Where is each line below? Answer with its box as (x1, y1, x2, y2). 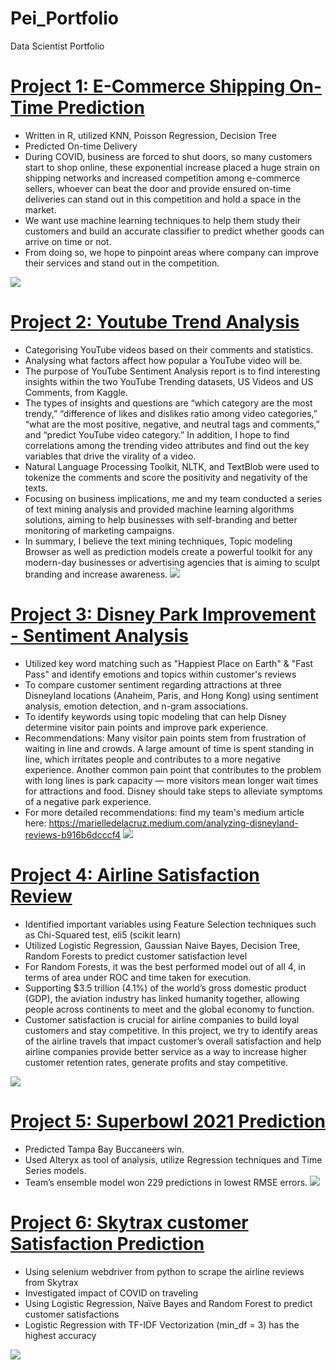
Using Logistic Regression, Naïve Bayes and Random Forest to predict (24, 1297, 313, 1309)
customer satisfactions (24, 1308, 120, 1320)
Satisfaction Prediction (10, 1232, 205, 1255)
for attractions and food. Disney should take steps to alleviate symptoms (24, 785, 323, 797)
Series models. (24, 1164, 87, 1176)
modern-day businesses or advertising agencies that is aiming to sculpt (24, 556, 321, 568)
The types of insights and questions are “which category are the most (24, 397, 313, 409)
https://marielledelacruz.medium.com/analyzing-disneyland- (48, 817, 299, 829)
